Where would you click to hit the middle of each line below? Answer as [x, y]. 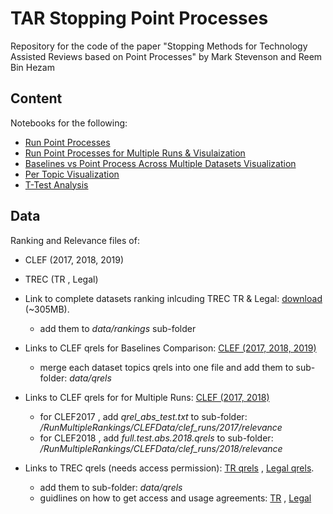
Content [36, 98]
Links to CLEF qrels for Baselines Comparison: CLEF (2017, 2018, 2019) [170, 348]
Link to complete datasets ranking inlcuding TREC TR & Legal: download [173, 298]
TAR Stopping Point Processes [139, 18]
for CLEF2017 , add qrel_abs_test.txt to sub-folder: [143, 416]
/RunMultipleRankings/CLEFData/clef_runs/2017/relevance [161, 427]
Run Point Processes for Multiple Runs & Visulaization [135, 153]
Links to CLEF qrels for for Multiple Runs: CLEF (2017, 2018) [147, 397]
